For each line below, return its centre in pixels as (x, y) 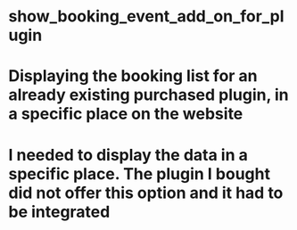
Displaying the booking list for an (133, 76)
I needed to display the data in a (128, 155)
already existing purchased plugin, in (148, 95)
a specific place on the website (126, 114)
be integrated (59, 212)
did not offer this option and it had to (146, 193)
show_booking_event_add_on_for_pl (146, 16)
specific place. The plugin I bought (140, 173)
